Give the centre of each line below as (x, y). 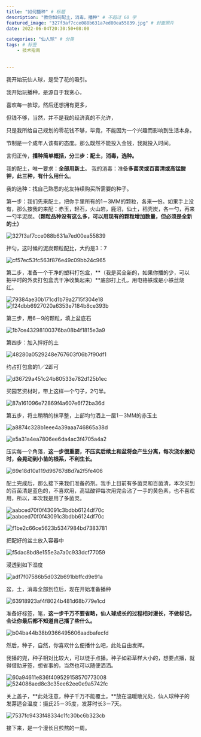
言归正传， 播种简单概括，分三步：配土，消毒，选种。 (72, 156)
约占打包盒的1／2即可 (33, 366)
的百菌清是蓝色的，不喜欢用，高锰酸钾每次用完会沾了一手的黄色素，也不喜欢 (100, 490)
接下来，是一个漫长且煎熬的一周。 (48, 727)
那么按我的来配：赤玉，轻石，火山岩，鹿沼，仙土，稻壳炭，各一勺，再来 (106, 209)
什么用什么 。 (59, 176)
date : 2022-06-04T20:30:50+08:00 (48, 28)
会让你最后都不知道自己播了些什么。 (51, 621)
